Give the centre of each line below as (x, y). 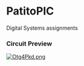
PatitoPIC (30, 11)
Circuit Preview (29, 44)
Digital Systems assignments (42, 28)
